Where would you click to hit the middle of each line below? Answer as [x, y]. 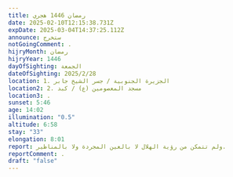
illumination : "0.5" [42, 117]
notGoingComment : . [40, 45]
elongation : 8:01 [36, 139]
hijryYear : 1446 [35, 60]
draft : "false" [33, 161]
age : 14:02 [26, 110]
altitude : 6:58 [33, 125]
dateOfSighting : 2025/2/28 [52, 74]
